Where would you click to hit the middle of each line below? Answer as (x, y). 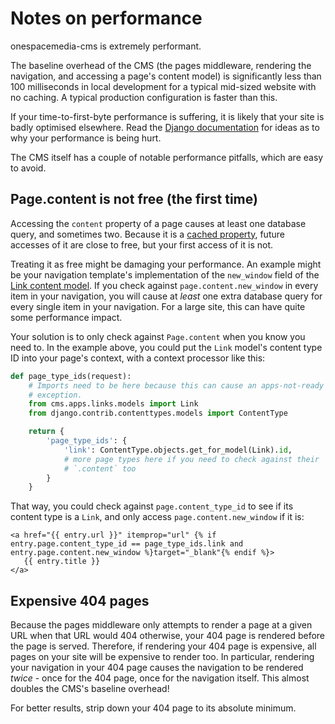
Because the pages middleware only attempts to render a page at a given (161, 625)
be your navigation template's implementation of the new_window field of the (165, 274)
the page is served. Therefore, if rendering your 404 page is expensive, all (163, 646)
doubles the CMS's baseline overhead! (90, 689)
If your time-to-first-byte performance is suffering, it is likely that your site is (167, 116)
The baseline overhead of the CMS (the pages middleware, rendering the (161, 65)
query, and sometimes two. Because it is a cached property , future (147, 234)
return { (46, 432)
